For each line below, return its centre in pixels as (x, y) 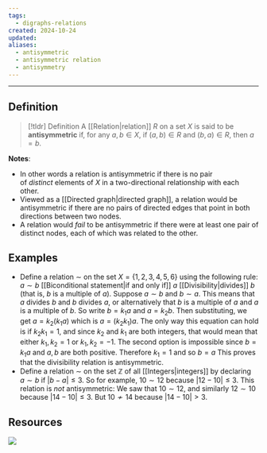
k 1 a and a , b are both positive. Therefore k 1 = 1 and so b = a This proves (137, 353)
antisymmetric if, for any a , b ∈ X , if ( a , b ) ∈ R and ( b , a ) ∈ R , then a (141, 134)
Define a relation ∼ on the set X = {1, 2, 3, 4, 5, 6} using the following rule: (139, 277)
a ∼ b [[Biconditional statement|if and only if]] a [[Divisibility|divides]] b (137, 285)
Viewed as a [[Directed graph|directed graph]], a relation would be (129, 199)
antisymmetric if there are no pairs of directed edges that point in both (135, 207)
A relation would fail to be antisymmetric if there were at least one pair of (139, 224)
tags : (17, 15)
